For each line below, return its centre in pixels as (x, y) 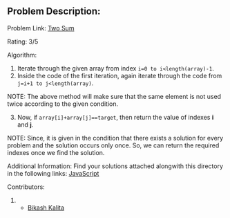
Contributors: (26, 187)
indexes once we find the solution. (56, 152)
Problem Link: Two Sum (41, 28)
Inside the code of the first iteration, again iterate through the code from (119, 75)
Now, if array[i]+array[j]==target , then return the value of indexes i (115, 117)
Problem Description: (54, 11)
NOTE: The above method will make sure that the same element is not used (114, 96)
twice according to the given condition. (63, 104)
